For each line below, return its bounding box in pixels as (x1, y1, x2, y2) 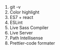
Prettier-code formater (9, 40, 55, 46)
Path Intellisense (9, 35, 43, 41)
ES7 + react (9, 15, 34, 20)
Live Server (9, 30, 33, 35)
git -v (9, 4, 21, 10)
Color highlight (9, 9, 40, 15)
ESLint (9, 19, 23, 25)
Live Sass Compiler (9, 25, 49, 31)
